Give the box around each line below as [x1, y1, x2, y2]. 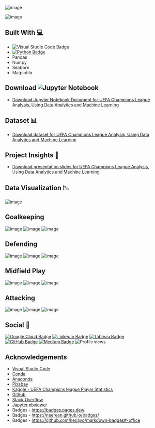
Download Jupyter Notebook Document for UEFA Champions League [12, 97, 150, 102]
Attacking [5, 294, 35, 302]
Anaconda [12, 376, 33, 382]
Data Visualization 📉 [5, 183, 69, 192]
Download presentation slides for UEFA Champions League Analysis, [12, 164, 149, 170]
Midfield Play [5, 267, 46, 275]
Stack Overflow [12, 396, 44, 402]
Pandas [12, 54, 28, 60]
